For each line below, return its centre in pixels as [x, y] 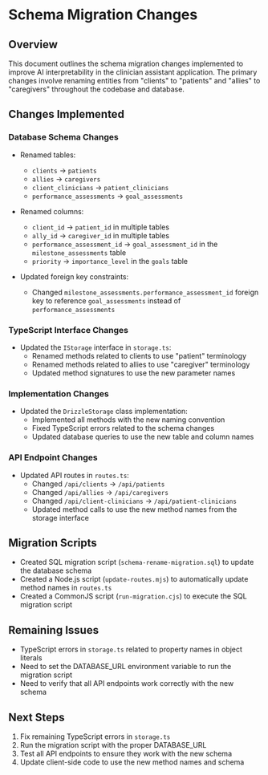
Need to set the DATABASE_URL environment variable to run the [126, 667]
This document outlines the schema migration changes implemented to [126, 63]
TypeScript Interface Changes [68, 330]
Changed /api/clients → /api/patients [98, 484]
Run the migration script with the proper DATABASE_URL [113, 745]
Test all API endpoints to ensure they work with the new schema [126, 754]
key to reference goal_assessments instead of [106, 300]
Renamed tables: [48, 155]
